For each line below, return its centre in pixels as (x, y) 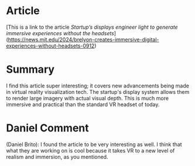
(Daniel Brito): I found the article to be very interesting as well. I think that (94, 144)
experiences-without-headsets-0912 (50, 46)
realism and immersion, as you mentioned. (57, 157)
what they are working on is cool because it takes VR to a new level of (90, 150)
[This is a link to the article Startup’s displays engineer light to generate (92, 27)
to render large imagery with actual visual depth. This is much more (87, 98)
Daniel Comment (47, 128)
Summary (30, 70)
